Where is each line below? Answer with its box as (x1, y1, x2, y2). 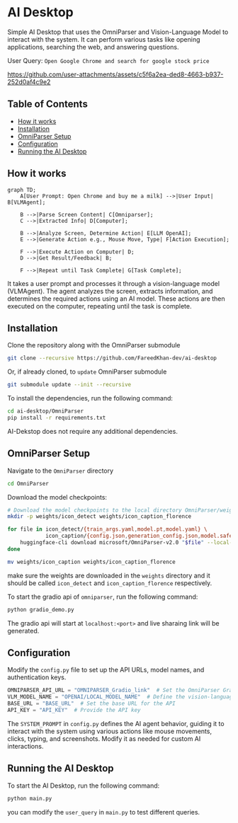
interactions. (7, 742, 44, 750)
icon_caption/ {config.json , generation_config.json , (45, 532, 201, 540)
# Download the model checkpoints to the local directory (7, 507, 182, 514)
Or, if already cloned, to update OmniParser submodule (7, 367, 167, 376)
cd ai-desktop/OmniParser (7, 408, 84, 415)
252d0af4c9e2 (7, 77, 51, 86)
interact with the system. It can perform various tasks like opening (7, 35, 200, 43)
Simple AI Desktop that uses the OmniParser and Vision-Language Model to (7, 28, 229, 36)
